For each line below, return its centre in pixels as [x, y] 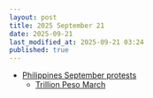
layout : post [33, 17]
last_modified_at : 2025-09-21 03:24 [76, 42]
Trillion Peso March [70, 85]
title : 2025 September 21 [57, 26]
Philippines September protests [79, 75]
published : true [39, 50]
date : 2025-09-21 [41, 34]
